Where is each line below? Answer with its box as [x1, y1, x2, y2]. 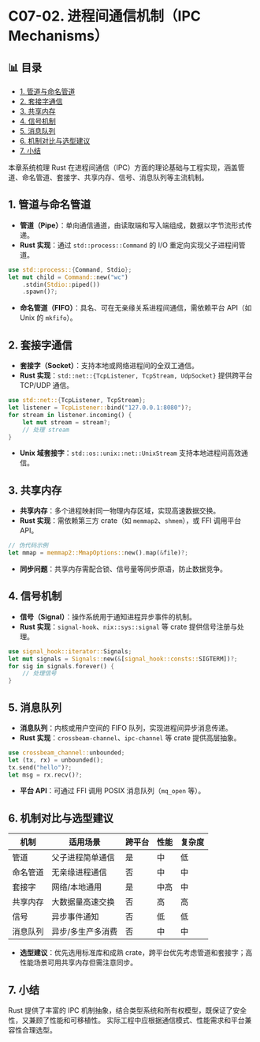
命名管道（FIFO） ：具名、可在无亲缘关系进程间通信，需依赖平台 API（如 [19, 303, 252, 313]
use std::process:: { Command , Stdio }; [8, 265, 132, 273]
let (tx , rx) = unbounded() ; [8, 756, 104, 764]
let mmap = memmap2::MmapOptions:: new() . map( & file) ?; [8, 549, 189, 557]
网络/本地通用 [51, 882, 102, 893]
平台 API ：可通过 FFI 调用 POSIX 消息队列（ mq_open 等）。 [19, 786, 206, 796]
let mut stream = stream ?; [22, 418, 111, 427]
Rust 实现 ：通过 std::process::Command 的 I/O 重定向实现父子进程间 [19, 240, 239, 250]
